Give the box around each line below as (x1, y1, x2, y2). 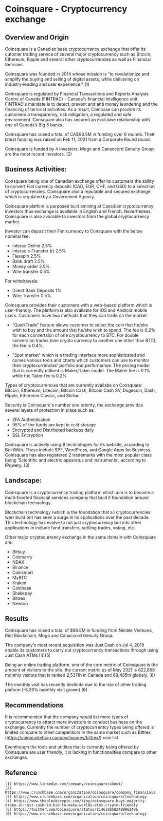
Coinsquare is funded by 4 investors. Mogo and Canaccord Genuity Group (5, 146, 154, 152)
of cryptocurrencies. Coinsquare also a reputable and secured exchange (5, 189, 151, 194)
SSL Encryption (12, 432, 43, 438)
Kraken (12, 580, 27, 586)
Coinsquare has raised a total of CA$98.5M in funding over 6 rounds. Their (5, 132, 155, 137)
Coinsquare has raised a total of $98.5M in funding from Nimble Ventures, (5, 628, 153, 633)
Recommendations (5, 701, 64, 709)
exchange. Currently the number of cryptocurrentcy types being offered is (5, 725, 154, 730)
